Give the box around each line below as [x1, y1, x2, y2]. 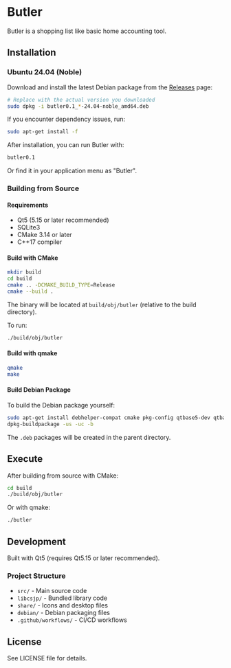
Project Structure [7, 571, 66, 581]
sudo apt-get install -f [7, 129, 78, 135]
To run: [7, 321, 27, 329]
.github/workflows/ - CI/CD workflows [16, 616, 127, 624]
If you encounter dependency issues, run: [7, 115, 126, 124]
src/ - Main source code [16, 587, 87, 595]
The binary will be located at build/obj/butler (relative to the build [7, 300, 197, 309]
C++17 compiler [16, 238, 63, 246]
